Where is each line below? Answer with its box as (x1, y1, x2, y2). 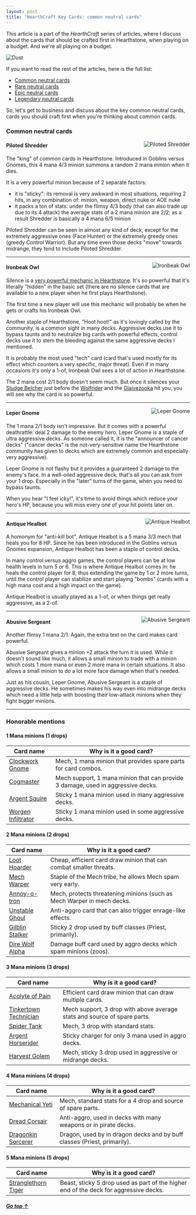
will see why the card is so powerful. (6, 391, 94, 398)
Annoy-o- (9, 889, 38, 898)
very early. (50, 879, 80, 888)
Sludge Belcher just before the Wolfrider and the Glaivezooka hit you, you (6, 384, 183, 391)
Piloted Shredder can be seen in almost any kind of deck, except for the (6, 226, 178, 233)
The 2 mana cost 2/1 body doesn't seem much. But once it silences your (6, 378, 180, 385)
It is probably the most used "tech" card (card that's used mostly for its (6, 354, 177, 361)
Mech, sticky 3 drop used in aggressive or (62, 1048, 178, 1056)
